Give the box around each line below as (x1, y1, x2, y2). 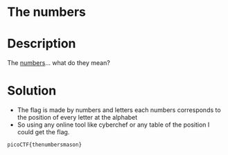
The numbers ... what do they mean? (7, 59, 111, 67)
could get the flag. (17, 128, 70, 136)
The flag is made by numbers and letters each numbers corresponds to (17, 106, 221, 114)
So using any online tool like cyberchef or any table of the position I (17, 120, 210, 129)
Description (7, 36, 76, 52)
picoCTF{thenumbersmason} (7, 141, 82, 149)
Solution (7, 83, 57, 99)
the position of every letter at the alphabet (17, 113, 138, 122)
